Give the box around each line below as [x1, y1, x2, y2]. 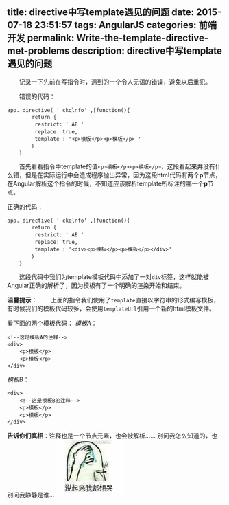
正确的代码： [7, 202, 43, 211]
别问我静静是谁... [7, 491, 55, 499]
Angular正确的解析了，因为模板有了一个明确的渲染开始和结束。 [7, 281, 186, 289]
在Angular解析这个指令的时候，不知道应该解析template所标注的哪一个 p [7, 179, 208, 188]
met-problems [7, 45, 70, 57]
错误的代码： [19, 92, 56, 100]
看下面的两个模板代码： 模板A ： [7, 319, 97, 327]
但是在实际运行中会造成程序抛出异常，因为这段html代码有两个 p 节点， [25, 170, 221, 179]
